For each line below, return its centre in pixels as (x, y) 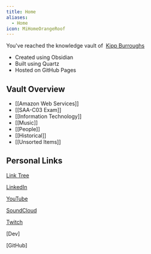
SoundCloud (22, 210)
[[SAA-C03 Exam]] (38, 110)
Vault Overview (36, 89)
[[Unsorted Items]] (38, 142)
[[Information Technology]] (48, 116)
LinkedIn (17, 187)
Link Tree (18, 175)
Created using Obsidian (44, 57)
